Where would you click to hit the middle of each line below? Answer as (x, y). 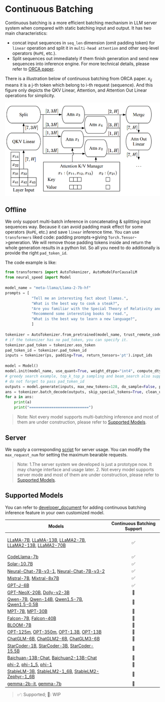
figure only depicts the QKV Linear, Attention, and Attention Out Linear (76, 90)
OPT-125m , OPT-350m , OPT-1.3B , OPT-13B (54, 632)
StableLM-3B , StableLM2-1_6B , (40, 671)
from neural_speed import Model (38, 278)
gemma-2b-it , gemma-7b (34, 683)
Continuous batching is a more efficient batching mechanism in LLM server (81, 23)
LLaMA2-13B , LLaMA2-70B (37, 545)
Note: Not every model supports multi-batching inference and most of (88, 417)
